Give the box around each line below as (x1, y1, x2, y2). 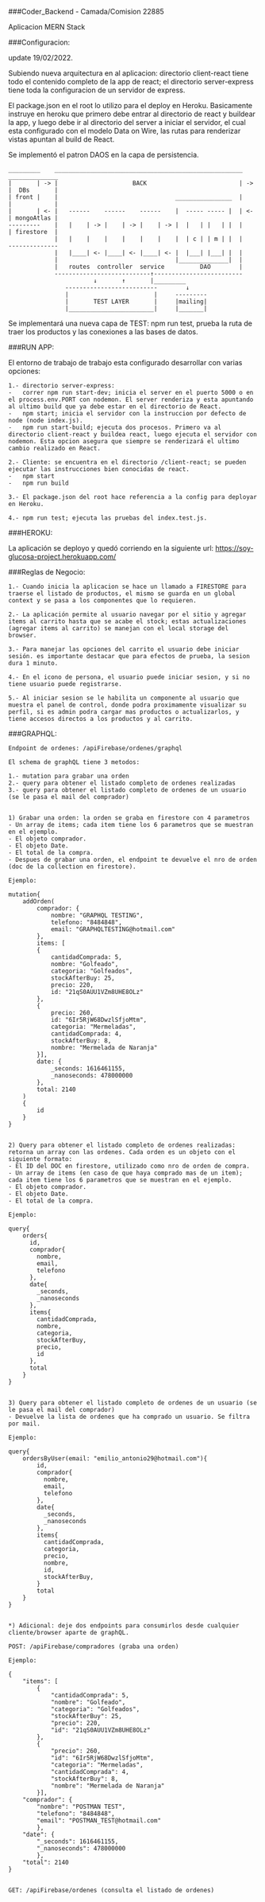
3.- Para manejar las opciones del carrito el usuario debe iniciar (8, 645, 240, 653)
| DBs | (8, 186, 59, 194)
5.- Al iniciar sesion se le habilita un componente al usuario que (8, 694, 240, 702)
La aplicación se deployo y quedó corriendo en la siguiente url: (8, 544, 214, 552)
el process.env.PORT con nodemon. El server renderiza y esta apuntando (8, 396, 254, 403)
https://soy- (215, 544, 254, 552)
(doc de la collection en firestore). (8, 863, 136, 871)
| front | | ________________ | (8, 193, 244, 201)
